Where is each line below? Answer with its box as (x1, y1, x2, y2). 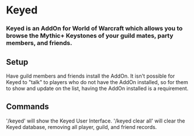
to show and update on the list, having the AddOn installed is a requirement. (6, 85, 189, 92)
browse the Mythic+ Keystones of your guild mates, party (6, 32, 174, 40)
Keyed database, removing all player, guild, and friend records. (6, 123, 157, 130)
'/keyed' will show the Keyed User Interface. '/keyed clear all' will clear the (6, 117, 185, 124)
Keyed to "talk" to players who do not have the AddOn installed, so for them (6, 78, 188, 85)
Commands (6, 102, 50, 111)
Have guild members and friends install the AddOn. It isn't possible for (6, 72, 175, 79)
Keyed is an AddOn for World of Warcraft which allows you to (6, 25, 183, 33)
